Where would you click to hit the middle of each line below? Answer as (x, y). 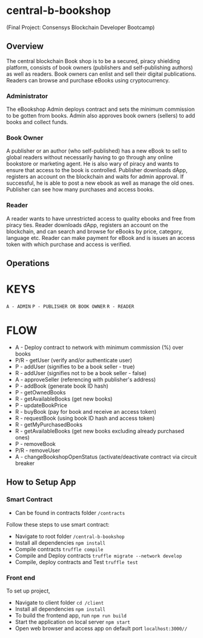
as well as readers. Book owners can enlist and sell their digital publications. (101, 74)
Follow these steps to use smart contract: (58, 524)
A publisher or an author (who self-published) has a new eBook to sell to (97, 151)
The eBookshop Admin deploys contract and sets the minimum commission (101, 109)
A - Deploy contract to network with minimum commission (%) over (99, 347)
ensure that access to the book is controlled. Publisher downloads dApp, (97, 170)
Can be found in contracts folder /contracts (70, 513)
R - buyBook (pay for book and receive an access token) (85, 411)
